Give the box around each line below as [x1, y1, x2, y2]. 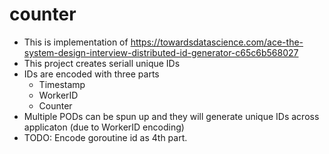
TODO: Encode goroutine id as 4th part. [23, 131, 188, 143]
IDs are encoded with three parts [23, 68, 160, 80]
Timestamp [38, 78, 86, 90]
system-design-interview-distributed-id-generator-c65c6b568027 [23, 46, 299, 58]
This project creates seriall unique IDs [23, 57, 181, 69]
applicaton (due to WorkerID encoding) [23, 121, 185, 133]
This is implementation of [23, 36, 129, 48]
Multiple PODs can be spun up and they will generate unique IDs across [23, 110, 320, 122]
